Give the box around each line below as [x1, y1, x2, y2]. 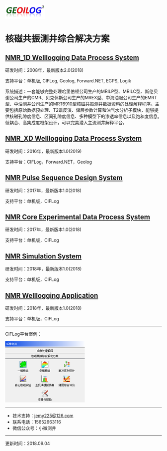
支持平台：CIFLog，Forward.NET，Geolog [5, 159, 92, 165]
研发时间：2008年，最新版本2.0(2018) [5, 67, 83, 73]
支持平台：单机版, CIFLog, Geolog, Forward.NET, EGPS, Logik [5, 78, 132, 84]
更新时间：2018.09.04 [5, 441, 50, 447]
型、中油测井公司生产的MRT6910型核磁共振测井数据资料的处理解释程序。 [5, 101, 156, 107]
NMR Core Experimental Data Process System [5, 213, 151, 222]
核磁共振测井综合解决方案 [5, 33, 110, 44]
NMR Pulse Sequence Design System [5, 174, 123, 182]
